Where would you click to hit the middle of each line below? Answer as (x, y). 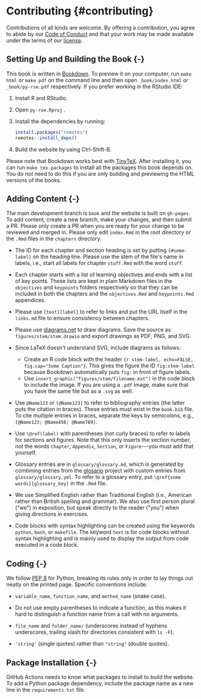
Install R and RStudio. (41, 98)
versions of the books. (34, 180)
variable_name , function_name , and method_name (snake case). (90, 596)
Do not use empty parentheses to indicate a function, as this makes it (100, 608)
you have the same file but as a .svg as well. (79, 391)
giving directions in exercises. (52, 514)
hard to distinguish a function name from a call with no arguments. (97, 614)
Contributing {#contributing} (80, 11)
